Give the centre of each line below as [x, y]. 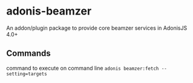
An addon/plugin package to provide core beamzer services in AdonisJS [97, 28]
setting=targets [27, 74]
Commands [29, 54]
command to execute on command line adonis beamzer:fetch [83, 68]
